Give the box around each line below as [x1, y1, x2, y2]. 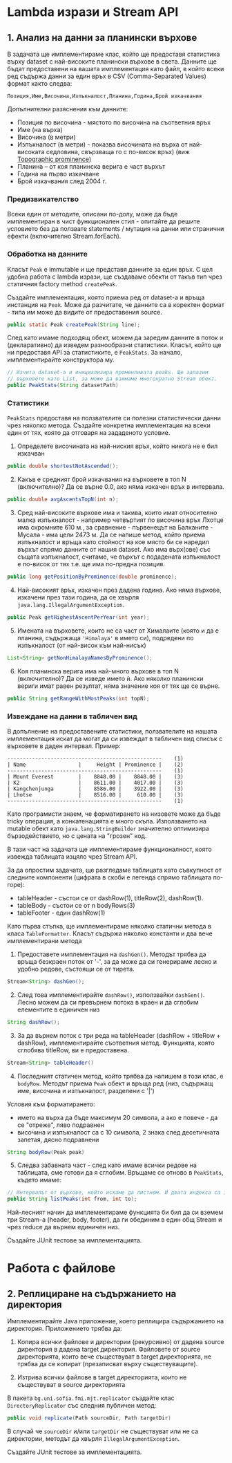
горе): [7, 880, 25, 888]
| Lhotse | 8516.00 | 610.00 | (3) [7, 791, 184, 799]
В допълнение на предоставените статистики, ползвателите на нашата [7, 727, 217, 735]
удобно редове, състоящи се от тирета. [17, 965, 135, 973]
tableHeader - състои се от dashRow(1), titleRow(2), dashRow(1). [17, 893, 204, 902]
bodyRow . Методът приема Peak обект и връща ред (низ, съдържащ [17, 1079, 213, 1088]
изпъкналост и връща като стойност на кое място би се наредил [17, 538, 209, 546]
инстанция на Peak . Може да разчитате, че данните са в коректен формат [7, 300, 224, 308]
